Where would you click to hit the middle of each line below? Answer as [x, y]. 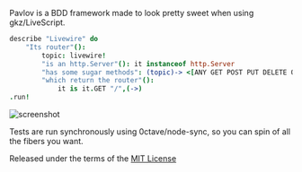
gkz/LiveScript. [37, 22]
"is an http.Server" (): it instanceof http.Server [138, 64]
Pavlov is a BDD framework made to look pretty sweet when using [132, 13]
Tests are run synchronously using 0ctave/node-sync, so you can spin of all [150, 132]
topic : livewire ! [74, 56]
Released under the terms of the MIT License [93, 159]
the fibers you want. [46, 141]
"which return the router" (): [98, 81]
